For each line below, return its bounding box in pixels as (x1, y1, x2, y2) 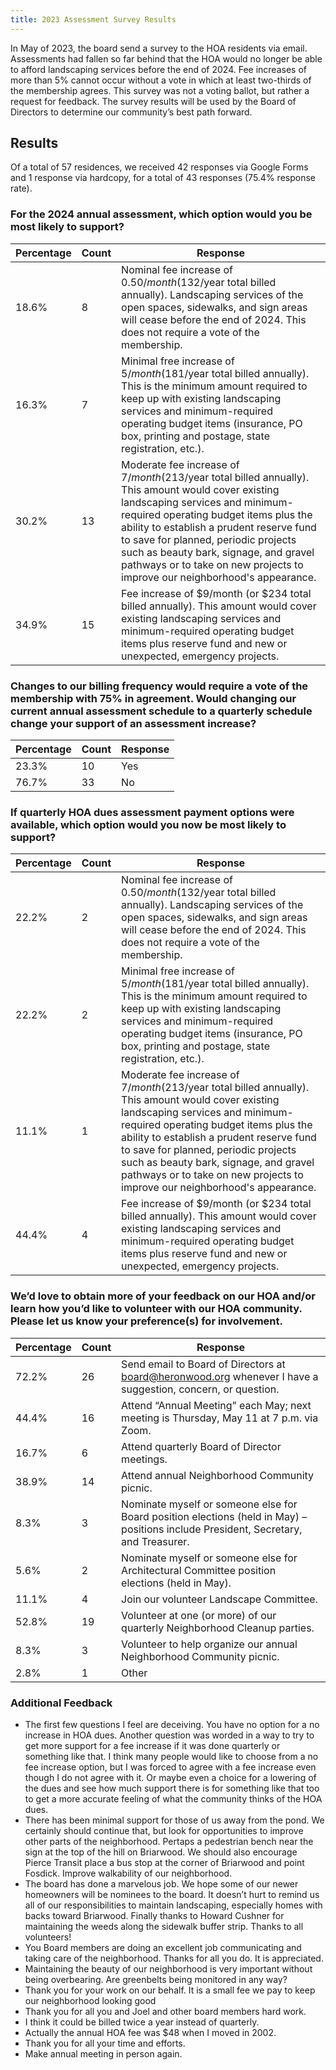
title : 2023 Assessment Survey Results (10, 14, 177, 25)
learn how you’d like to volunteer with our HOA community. (10, 1302, 303, 1316)
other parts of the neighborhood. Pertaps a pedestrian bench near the (24, 1835, 314, 1847)
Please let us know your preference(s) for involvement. (10, 1314, 283, 1328)
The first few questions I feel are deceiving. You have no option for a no (24, 1718, 320, 1730)
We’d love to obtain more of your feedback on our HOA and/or (10, 1289, 316, 1303)
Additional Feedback (10, 1696, 113, 1710)
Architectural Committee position (121, 1563, 277, 1577)
